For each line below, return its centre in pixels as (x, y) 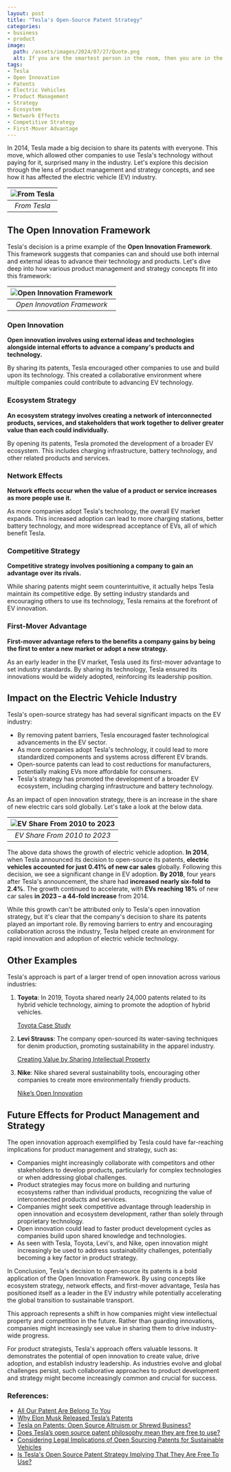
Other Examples (42, 960)
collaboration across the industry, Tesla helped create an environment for (111, 931)
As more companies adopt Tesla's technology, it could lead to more (112, 750)
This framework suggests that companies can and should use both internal (113, 254)
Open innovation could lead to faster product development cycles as (114, 1229)
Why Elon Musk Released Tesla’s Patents (75, 1418)
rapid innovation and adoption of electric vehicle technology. (93, 939)
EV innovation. (27, 608)
